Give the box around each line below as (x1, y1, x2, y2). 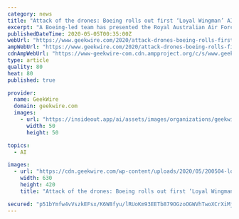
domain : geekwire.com (14, 102, 78, 110)
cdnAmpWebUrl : (7, 50, 50, 58)
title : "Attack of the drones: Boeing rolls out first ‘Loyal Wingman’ (7, 17, 224, 24)
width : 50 (26, 122, 55, 129)
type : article (7, 57, 50, 64)
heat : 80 (7, 70, 33, 77)
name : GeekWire (14, 96, 59, 103)
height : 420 (20, 181, 55, 188)
